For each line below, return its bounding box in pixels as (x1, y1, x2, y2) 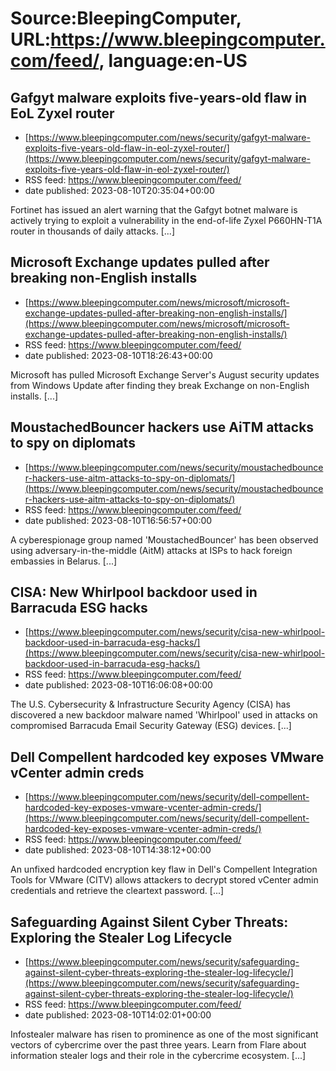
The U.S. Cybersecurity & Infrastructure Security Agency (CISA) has (10, 698, 292, 711)
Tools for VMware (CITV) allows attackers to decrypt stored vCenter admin (10, 874, 319, 886)
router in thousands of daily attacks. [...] (10, 225, 175, 237)
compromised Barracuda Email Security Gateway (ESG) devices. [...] (10, 720, 292, 732)
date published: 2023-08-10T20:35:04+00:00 (24, 185, 215, 196)
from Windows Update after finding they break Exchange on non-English (10, 379, 310, 391)
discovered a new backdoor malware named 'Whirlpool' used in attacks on (10, 709, 318, 721)
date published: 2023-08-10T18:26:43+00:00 (24, 349, 213, 361)
